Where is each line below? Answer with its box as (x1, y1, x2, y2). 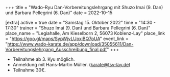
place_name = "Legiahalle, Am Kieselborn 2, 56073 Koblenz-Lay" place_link (5, 30, 165, 36)
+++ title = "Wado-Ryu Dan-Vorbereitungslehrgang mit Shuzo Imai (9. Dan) (5, 5, 163, 10)
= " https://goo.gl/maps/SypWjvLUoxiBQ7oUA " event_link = (5, 35, 129, 42)
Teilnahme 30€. (12, 67, 46, 73)
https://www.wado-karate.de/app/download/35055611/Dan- (7, 41, 134, 47)
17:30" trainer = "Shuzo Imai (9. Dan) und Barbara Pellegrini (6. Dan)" (5, 25, 151, 31)
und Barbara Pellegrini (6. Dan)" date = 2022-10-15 (5, 10, 113, 16)
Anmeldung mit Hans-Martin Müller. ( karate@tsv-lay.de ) (12, 62, 131, 67)
